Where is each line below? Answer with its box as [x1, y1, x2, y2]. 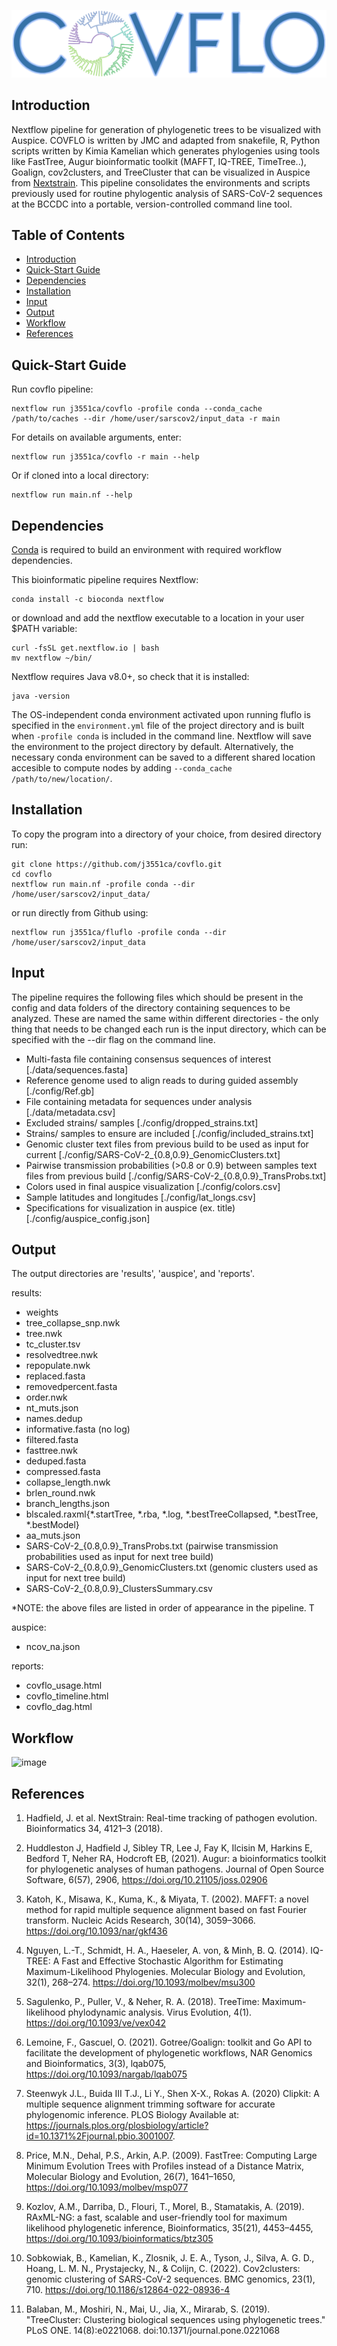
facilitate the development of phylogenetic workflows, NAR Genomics [25, 2047, 313, 2059]
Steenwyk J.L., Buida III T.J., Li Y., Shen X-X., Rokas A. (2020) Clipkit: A [25, 2088, 320, 2100]
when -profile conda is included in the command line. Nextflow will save [11, 730, 312, 742]
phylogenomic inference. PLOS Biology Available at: [25, 2109, 240, 2121]
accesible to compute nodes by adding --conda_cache [11, 762, 233, 774]
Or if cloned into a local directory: [11, 470, 149, 482]
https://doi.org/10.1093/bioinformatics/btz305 [25, 2233, 214, 2245]
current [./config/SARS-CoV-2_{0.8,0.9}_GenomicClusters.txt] [25, 1148, 281, 1160]
